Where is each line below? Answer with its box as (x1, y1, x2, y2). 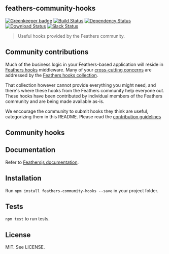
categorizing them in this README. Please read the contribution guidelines (5, 113, 161, 119)
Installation (5, 174, 42, 183)
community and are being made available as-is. (5, 98, 105, 104)
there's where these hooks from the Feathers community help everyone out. (5, 87, 165, 93)
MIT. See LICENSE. (5, 244, 45, 250)
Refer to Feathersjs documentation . (5, 159, 79, 165)
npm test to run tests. (5, 216, 50, 222)
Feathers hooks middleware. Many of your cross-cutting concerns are (5, 66, 152, 73)
